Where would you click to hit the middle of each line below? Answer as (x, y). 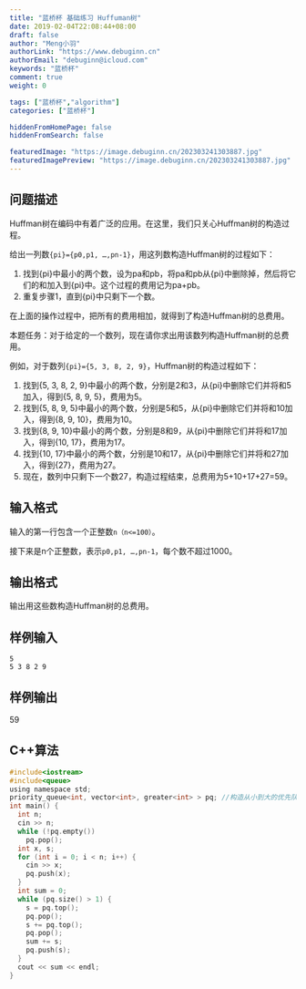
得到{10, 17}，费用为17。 (84, 442)
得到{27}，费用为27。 (80, 465)
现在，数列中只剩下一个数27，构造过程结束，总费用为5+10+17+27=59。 (158, 476)
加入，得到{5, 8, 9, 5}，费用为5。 (85, 397)
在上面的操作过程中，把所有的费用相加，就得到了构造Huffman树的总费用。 (149, 315)
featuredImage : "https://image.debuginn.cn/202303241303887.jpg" (136, 152)
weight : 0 (28, 86)
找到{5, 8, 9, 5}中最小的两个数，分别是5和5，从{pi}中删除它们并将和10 (153, 407)
